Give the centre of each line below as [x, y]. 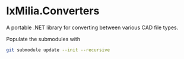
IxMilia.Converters [53, 11]
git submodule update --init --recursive [58, 50]
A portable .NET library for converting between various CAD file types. [92, 27]
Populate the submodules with [43, 39]
